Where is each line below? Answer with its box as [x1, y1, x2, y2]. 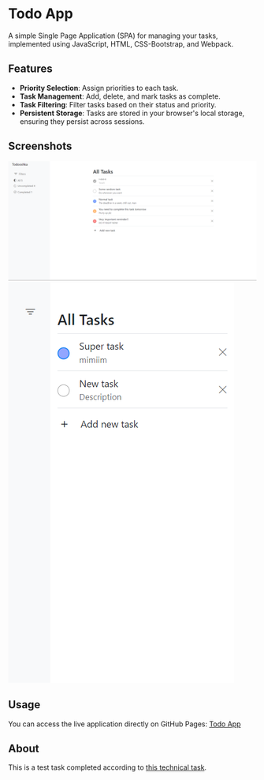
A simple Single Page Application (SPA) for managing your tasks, [8, 31, 218, 40]
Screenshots [8, 140, 73, 153]
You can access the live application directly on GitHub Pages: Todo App [8, 719, 241, 729]
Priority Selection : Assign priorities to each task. [19, 83, 179, 92]
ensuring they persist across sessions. [19, 116, 145, 126]
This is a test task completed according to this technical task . [8, 763, 207, 772]
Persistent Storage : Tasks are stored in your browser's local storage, [19, 108, 245, 118]
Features [8, 62, 53, 76]
